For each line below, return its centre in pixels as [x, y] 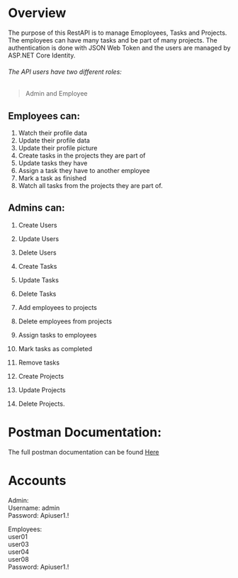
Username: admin [34, 508]
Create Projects [41, 376]
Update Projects [42, 390]
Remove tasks [39, 362]
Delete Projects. [41, 404]
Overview [37, 13]
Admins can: [36, 208]
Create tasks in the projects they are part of [82, 155]
